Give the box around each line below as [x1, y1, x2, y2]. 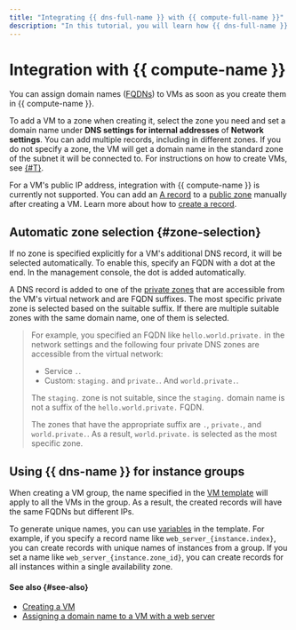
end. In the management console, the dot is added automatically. [9, 267, 247, 278]
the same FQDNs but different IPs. [9, 506, 135, 517]
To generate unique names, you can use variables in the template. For [9, 523, 265, 534]
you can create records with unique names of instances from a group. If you [9, 543, 288, 554]
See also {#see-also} [9, 581, 89, 592]
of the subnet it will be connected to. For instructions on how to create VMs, [9, 153, 287, 164]
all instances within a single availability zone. [9, 562, 173, 572]
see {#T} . [9, 163, 44, 173]
